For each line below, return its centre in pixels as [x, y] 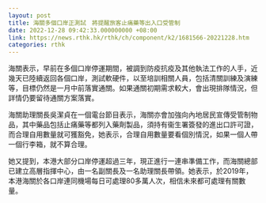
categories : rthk [37, 45]
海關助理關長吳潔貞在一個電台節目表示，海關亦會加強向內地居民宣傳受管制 [129, 115]
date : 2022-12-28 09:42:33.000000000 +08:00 [83, 30]
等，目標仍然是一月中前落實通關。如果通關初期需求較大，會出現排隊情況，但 [133, 88]
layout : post [30, 15]
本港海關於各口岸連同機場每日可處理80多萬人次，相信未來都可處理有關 [123, 181]
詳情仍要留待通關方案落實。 [53, 98]
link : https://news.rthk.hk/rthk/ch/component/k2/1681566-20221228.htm [129, 38]
